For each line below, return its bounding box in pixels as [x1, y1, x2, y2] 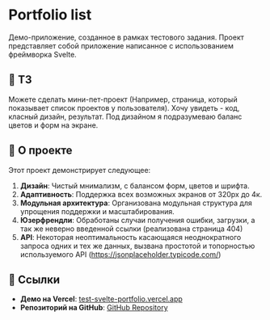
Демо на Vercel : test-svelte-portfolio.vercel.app [19, 294, 184, 304]
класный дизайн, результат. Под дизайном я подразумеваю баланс [8, 112, 243, 121]
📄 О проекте [8, 144, 73, 158]
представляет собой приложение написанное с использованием [8, 40, 234, 50]
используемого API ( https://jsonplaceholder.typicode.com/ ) [19, 249, 221, 259]
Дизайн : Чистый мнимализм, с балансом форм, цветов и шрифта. [19, 180, 250, 191]
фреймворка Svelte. [8, 49, 77, 59]
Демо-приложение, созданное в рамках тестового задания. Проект [8, 32, 245, 42]
